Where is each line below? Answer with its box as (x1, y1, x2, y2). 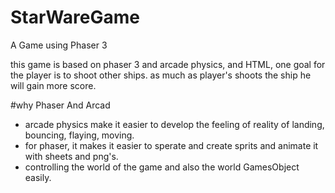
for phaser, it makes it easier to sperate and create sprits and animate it (24, 139, 319, 151)
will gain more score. (10, 79, 97, 91)
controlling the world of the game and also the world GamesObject (24, 161, 300, 173)
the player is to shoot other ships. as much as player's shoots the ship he (10, 69, 312, 81)
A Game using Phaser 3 (10, 39, 108, 51)
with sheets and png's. (24, 150, 119, 162)
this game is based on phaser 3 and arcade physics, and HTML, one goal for (10, 58, 326, 70)
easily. (24, 171, 52, 183)
